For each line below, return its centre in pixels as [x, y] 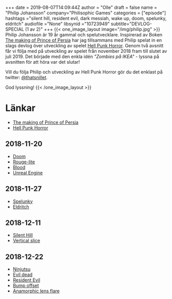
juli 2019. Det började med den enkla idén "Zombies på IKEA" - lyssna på [82, 57]
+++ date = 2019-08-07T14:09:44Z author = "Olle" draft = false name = [81, 7]
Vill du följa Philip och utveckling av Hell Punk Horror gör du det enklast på [84, 72]
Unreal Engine [28, 173]
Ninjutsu [22, 269]
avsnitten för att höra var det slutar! [43, 62]
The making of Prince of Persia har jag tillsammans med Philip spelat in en [84, 40]
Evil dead [23, 275]
